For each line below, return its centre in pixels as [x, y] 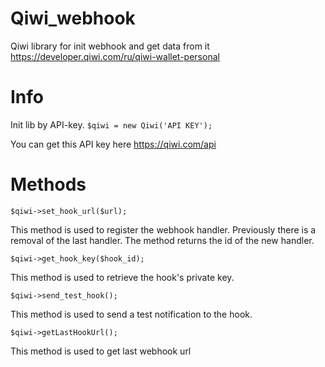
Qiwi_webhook [73, 18]
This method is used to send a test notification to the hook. [131, 314]
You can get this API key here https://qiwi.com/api [113, 144]
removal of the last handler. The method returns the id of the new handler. [162, 240]
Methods [48, 184]
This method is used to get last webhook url [101, 351]
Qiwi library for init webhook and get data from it [110, 46]
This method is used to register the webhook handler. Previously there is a [163, 229]
